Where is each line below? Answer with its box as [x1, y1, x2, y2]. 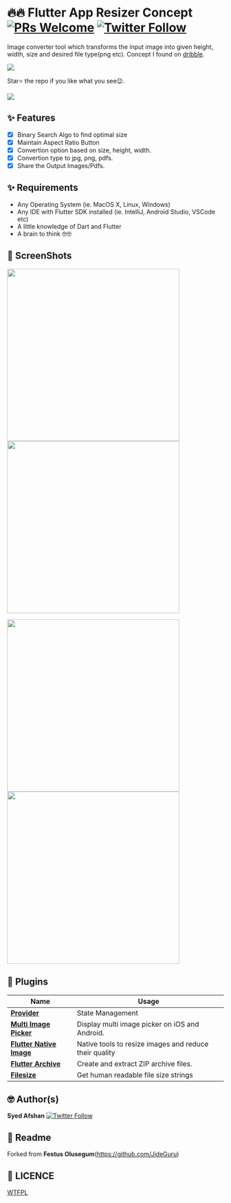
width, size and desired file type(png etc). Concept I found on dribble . [7, 50, 205, 58]
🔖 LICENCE [7, 1170, 55, 1182]
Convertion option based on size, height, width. [16, 146, 152, 154]
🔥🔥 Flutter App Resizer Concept [7, 5, 193, 21]
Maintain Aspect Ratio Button [16, 138, 100, 146]
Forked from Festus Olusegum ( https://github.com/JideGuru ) [7, 1150, 179, 1158]
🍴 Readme [7, 1131, 52, 1143]
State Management [76, 1008, 139, 1018]
